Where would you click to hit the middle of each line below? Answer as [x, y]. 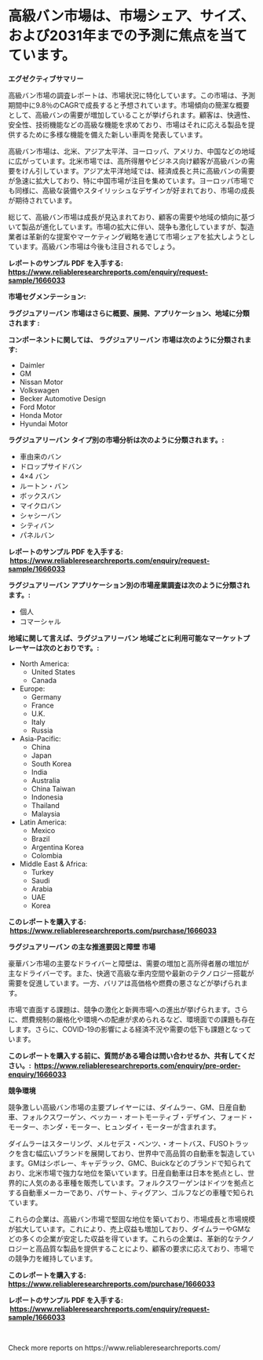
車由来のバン [40, 456]
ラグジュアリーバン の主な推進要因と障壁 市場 [82, 946]
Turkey [42, 872]
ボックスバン [40, 495]
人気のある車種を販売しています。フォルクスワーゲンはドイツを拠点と [142, 1183]
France [43, 705]
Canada [44, 680]
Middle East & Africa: [53, 864]
